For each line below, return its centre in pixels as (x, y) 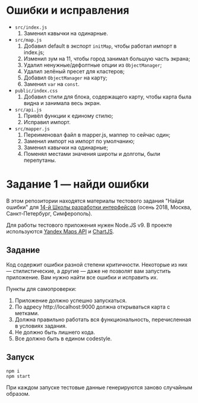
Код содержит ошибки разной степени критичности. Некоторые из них (97, 264)
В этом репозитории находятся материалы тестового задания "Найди (95, 201)
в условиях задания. (41, 325)
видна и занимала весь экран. (62, 103)
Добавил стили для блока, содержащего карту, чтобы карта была (108, 97)
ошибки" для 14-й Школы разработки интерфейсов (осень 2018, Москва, (99, 207)
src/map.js (28, 40)
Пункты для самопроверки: (41, 289)
